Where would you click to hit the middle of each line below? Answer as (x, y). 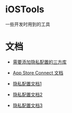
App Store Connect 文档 (38, 73)
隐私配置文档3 (28, 105)
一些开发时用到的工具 (28, 24)
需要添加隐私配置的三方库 (40, 62)
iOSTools (25, 9)
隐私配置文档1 (27, 83)
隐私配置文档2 (28, 94)
